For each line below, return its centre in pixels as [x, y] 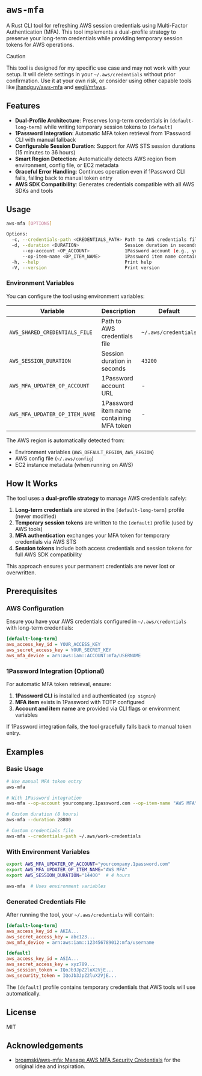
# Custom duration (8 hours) [43, 814]
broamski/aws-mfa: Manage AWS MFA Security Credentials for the [98, 1060]
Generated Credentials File [46, 901]
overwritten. [21, 573]
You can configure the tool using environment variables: [76, 296]
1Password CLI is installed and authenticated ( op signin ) [85, 696]
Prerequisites [32, 591]
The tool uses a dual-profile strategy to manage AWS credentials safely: [96, 498]
